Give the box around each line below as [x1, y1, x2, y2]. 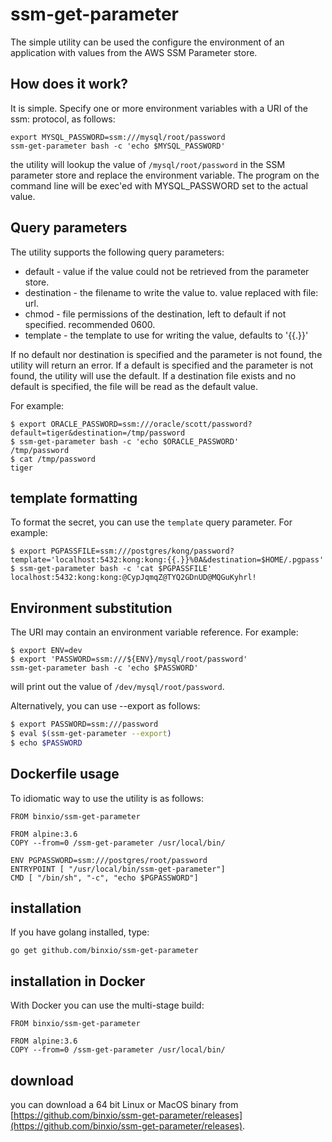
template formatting [10, 489, 138, 507]
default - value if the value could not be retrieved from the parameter [24, 265, 310, 277]
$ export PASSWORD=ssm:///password [10, 719, 159, 730]
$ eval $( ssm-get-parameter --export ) [10, 729, 172, 739]
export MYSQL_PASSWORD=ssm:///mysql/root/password [10, 132, 226, 142]
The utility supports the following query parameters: [10, 246, 225, 258]
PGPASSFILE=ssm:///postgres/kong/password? [50, 546, 235, 557]
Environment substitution [10, 599, 173, 617]
